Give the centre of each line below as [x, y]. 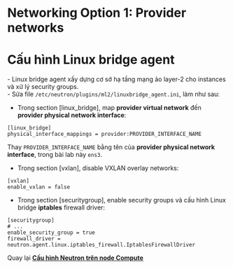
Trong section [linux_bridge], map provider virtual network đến [109, 108]
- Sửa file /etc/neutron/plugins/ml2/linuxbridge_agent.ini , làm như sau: [114, 94]
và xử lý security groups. [43, 87]
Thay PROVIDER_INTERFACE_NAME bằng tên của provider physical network [111, 147]
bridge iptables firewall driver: [61, 207]
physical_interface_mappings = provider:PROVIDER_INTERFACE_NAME [104, 134]
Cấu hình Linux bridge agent [91, 60]
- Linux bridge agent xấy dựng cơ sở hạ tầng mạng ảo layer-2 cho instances [116, 79]
